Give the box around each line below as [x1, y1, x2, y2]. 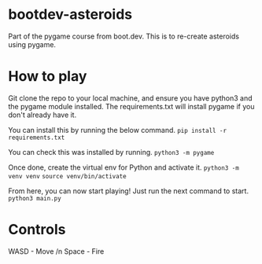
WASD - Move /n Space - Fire [8, 246, 105, 256]
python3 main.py [8, 194, 61, 202]
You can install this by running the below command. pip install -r [8, 125, 227, 134]
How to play [8, 68, 87, 86]
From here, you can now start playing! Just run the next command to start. [8, 186, 249, 196]
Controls [8, 221, 66, 239]
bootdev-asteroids [8, 5, 132, 24]
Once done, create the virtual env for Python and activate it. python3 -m [8, 163, 240, 172]
